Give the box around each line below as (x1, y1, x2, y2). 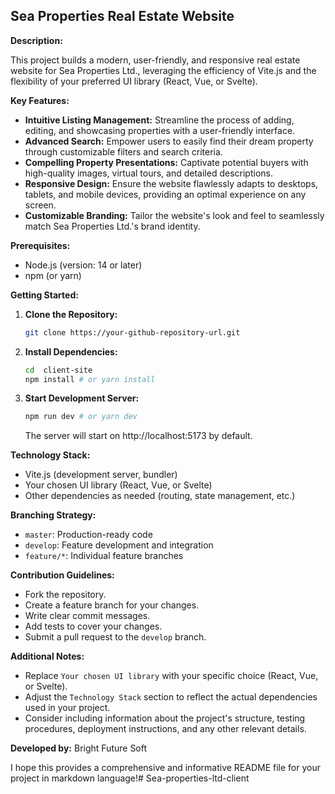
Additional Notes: (10, 650, 85, 663)
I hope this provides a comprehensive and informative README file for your (10, 762, 321, 774)
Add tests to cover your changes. (24, 620, 163, 633)
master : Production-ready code (24, 529, 153, 541)
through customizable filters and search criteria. (24, 145, 223, 158)
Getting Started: (10, 289, 79, 301)
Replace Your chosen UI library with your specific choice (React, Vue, (24, 670, 319, 682)
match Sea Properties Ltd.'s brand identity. (24, 220, 201, 232)
